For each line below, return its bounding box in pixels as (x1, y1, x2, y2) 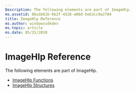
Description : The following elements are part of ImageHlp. (5, 7, 132, 12)
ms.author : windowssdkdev (5, 21, 58, 26)
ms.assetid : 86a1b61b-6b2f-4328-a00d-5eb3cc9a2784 (5, 12, 112, 17)
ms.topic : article (5, 26, 43, 31)
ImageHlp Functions (12, 77, 53, 83)
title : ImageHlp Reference (5, 16, 61, 21)
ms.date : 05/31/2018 (5, 30, 48, 35)
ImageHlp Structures (12, 82, 55, 88)
